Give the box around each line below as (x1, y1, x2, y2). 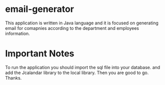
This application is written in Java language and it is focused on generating (5, 20, 159, 26)
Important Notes (5, 48, 75, 59)
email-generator (5, 3, 75, 15)
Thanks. (5, 75, 22, 81)
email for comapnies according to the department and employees (5, 25, 139, 31)
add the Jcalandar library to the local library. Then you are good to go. (5, 70, 149, 76)
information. (5, 30, 30, 36)
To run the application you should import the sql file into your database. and (5, 64, 161, 70)
